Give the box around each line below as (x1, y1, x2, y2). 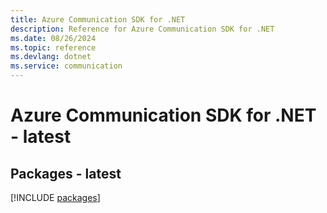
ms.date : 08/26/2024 (10, 33, 97, 43)
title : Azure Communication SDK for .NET (10, 14, 186, 25)
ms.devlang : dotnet (10, 52, 92, 62)
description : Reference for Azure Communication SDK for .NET (10, 24, 275, 34)
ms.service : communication (10, 61, 123, 71)
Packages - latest (10, 165, 122, 182)
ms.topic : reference (10, 42, 97, 53)
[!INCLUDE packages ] (10, 192, 101, 203)
